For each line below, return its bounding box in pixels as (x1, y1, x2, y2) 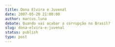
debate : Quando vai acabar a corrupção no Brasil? (5, 21, 111, 26)
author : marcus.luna (5, 16, 47, 21)
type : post (5, 35, 27, 40)
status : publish (5, 30, 38, 35)
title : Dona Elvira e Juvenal (5, 7, 67, 12)
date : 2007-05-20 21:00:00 (5, 12, 60, 17)
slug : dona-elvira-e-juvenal (5, 25, 65, 30)
